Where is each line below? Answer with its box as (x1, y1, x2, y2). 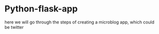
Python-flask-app (4, 3, 78, 14)
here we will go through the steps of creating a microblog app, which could (4, 19, 155, 25)
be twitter (4, 24, 24, 30)
